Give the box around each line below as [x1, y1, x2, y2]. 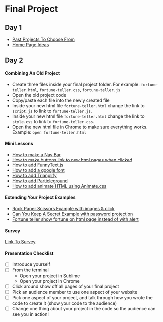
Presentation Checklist [5, 250, 54, 256]
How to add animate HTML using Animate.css [12, 183, 107, 189]
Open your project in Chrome [19, 278, 80, 284]
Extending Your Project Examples [5, 194, 76, 200]
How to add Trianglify [12, 172, 57, 178]
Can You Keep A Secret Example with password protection [12, 211, 133, 217]
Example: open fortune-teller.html [12, 129, 86, 135]
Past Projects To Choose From [12, 36, 75, 42]
